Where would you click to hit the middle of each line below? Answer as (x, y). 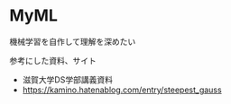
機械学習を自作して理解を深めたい (73, 41)
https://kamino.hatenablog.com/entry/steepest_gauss (122, 90)
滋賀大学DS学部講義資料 (67, 79)
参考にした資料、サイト (53, 60)
